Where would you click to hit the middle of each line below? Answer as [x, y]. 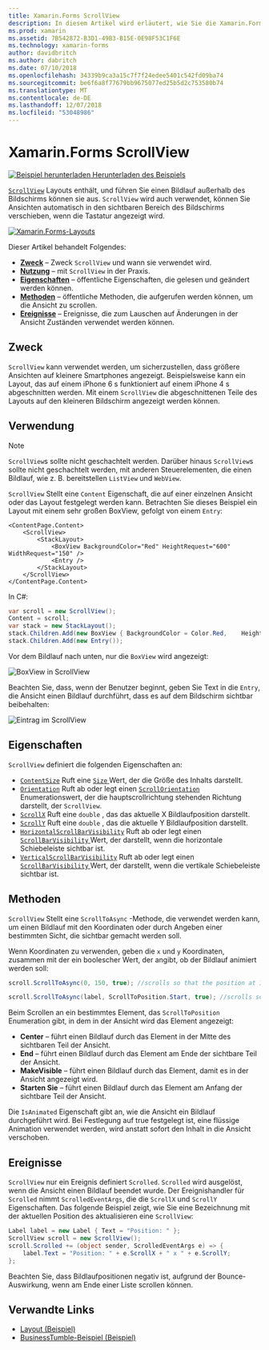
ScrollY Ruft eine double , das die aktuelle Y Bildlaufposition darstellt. [134, 823]
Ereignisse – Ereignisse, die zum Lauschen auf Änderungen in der [129, 313]
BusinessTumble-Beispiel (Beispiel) [78, 1338]
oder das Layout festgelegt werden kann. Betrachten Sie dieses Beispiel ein [133, 502]
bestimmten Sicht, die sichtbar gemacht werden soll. [95, 935]
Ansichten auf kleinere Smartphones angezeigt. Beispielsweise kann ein [127, 375]
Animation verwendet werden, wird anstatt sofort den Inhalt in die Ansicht [130, 1129]
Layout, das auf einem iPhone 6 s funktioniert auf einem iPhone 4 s [119, 384]
